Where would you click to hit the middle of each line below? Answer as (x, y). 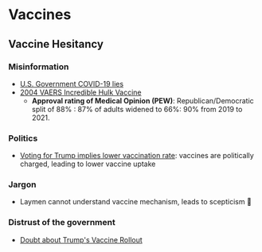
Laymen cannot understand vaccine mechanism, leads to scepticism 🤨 (136, 202)
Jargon (22, 184)
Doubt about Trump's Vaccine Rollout (81, 239)
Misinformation (39, 67)
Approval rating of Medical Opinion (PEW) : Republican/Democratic (143, 100)
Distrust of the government (62, 223)
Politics (23, 138)
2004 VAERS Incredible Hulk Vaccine (80, 92)
